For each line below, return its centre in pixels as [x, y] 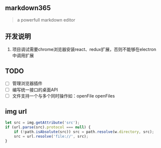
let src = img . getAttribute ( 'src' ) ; [42, 123]
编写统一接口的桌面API [35, 90]
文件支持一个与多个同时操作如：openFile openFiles [63, 96]
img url [16, 111]
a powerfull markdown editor [46, 20]
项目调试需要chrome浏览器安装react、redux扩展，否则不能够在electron [84, 49]
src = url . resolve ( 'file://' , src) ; [51, 137]
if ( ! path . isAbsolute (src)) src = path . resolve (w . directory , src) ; [84, 132]
